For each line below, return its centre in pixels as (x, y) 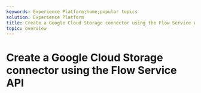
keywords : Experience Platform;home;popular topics (72, 12)
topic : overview (26, 28)
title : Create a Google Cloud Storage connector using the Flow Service (99, 23)
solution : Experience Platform (45, 17)
